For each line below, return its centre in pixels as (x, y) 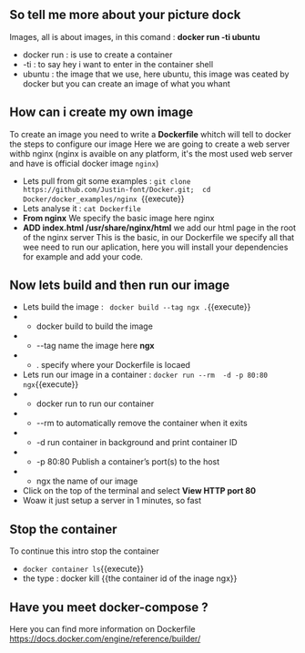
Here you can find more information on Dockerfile (102, 629)
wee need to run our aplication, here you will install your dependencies (155, 247)
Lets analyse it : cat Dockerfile (81, 208)
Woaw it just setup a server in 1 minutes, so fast (112, 501)
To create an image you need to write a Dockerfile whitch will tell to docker (150, 134)
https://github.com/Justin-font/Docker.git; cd (117, 189)
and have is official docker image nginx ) (84, 163)
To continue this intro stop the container (84, 551)
